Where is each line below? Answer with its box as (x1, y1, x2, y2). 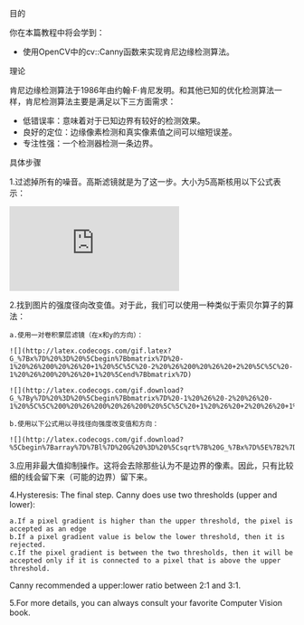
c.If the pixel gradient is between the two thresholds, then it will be (9, 548, 294, 557)
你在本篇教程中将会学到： (9, 27, 105, 38)
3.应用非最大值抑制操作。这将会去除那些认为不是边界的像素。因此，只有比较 (9, 460, 294, 470)
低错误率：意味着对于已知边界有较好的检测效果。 (22, 116, 205, 126)
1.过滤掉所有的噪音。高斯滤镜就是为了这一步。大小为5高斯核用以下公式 (9, 176, 274, 187)
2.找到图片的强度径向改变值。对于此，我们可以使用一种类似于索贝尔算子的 (9, 299, 287, 310)
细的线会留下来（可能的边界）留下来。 (9, 471, 152, 482)
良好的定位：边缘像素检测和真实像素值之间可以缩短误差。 (22, 127, 237, 137)
